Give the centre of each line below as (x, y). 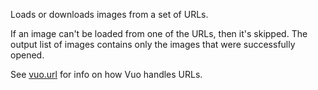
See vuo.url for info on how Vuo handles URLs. (106, 74)
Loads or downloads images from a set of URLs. (109, 14)
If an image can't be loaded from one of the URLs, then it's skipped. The (159, 33)
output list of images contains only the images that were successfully (153, 44)
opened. (27, 55)
